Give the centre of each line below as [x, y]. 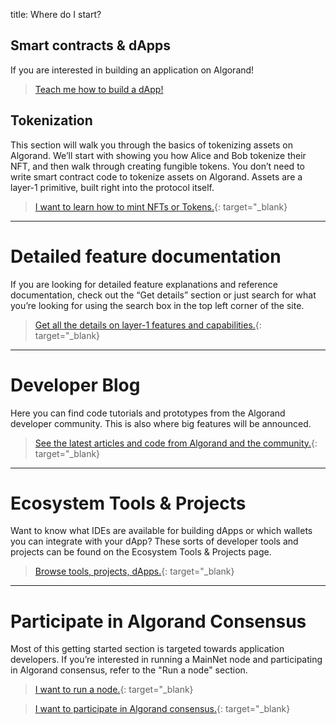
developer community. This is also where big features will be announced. [161, 423]
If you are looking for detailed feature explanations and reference [144, 284]
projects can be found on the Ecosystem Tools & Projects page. [141, 552]
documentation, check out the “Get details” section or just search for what [163, 295]
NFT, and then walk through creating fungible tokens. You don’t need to [157, 166]
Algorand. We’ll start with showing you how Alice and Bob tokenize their [158, 155]
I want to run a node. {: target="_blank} [114, 690]
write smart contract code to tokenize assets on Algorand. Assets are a [156, 176]
